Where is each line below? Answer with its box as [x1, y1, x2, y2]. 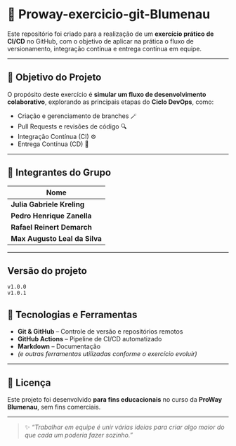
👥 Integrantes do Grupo [7, 166, 111, 178]
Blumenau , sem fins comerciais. [7, 403, 101, 411]
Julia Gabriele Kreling [11, 199, 85, 209]
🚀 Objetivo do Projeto [7, 72, 102, 84]
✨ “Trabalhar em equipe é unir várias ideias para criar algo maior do [24, 423, 225, 431]
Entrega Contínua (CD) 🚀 [17, 140, 89, 148]
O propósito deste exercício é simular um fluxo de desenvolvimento [7, 90, 206, 98]
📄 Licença [7, 376, 51, 388]
